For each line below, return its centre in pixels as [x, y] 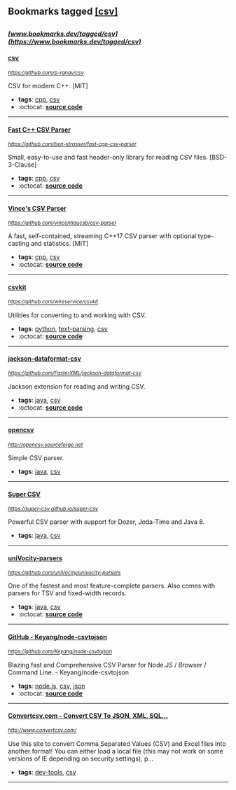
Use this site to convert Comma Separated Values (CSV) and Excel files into [117, 743]
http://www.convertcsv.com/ [42, 730]
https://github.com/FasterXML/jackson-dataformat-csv [75, 373]
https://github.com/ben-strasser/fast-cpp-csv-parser [72, 144]
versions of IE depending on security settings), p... [81, 758]
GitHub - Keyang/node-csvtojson [57, 637]
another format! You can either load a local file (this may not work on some [116, 751]
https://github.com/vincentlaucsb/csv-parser [62, 223]
